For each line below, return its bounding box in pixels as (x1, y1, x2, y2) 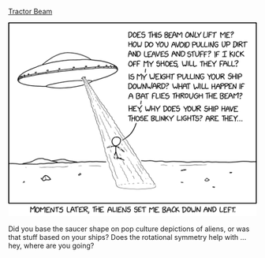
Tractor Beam (8, 7, 53, 16)
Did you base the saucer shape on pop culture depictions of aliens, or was (8, 224, 250, 234)
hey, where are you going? (8, 241, 95, 250)
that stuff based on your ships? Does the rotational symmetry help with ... (8, 232, 247, 241)
